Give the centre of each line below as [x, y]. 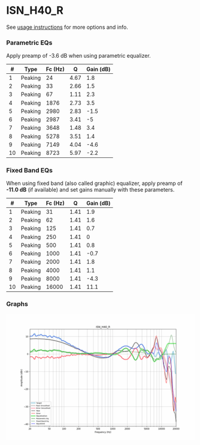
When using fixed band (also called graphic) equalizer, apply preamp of [94, 183]
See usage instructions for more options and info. [67, 27]
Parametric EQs [29, 43]
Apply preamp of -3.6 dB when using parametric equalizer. [78, 56]
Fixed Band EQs [29, 170]
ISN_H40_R [35, 11]
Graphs [17, 304]
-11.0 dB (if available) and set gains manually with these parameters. [90, 190]
